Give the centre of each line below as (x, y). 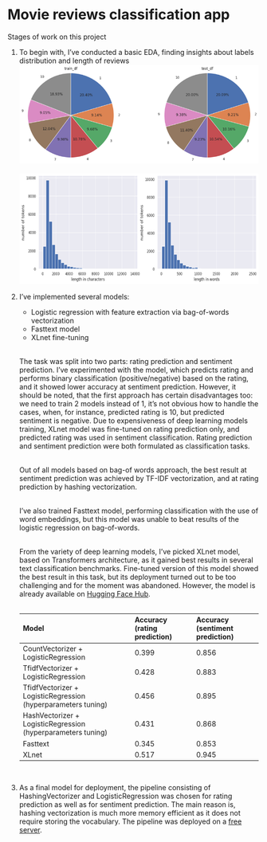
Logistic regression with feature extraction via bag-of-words (130, 311)
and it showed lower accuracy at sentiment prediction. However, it (128, 386)
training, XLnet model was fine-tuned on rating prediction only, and (129, 429)
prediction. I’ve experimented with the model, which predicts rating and (136, 370)
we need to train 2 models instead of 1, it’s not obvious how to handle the (139, 403)
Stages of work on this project (57, 37)
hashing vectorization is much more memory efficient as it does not (130, 813)
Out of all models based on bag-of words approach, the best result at (133, 470)
